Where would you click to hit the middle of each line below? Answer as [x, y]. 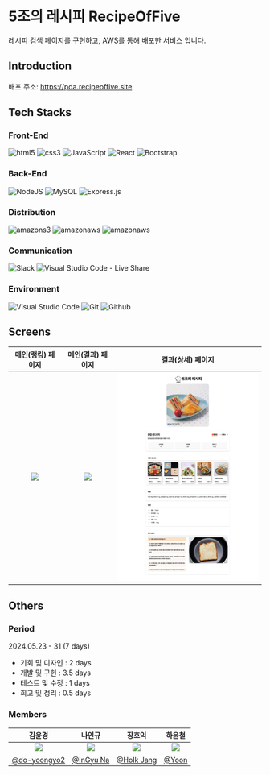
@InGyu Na [91, 760]
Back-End [28, 174]
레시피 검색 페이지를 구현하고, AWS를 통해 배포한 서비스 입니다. [107, 40]
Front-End [29, 135]
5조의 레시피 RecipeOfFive [94, 17]
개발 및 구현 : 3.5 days [55, 673]
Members [27, 715]
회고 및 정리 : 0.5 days [55, 693]
